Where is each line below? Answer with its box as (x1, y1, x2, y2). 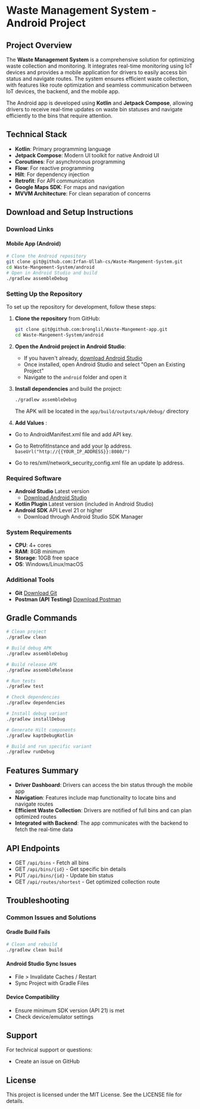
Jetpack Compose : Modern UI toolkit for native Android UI (14, 151, 159, 159)
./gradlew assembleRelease (6, 667, 73, 673)
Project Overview (6, 40, 72, 50)
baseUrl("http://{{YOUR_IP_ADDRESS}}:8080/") (14, 448, 130, 455)
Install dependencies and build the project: (14, 385, 122, 392)
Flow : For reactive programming (14, 164, 94, 171)
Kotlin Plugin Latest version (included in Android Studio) (14, 500, 154, 508)
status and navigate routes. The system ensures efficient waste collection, (6, 75, 189, 82)
